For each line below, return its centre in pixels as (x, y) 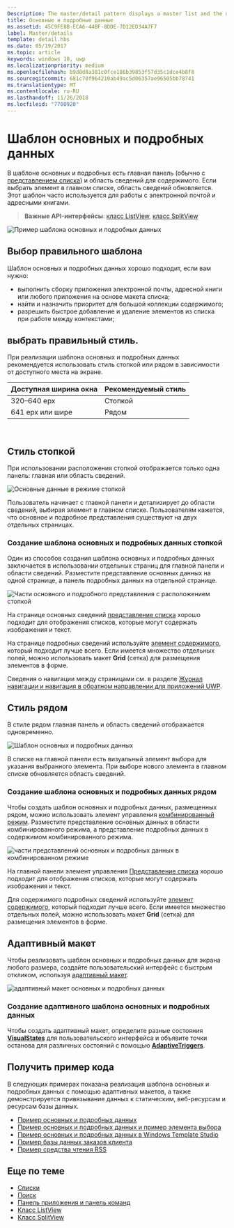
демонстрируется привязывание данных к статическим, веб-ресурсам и (117, 1098)
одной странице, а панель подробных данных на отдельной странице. (112, 580)
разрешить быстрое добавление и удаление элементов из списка (116, 311)
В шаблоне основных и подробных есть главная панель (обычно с (106, 173)
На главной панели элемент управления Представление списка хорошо (115, 871)
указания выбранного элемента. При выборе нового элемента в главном (117, 766)
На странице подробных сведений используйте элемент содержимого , (114, 643)
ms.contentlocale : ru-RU (43, 91)
